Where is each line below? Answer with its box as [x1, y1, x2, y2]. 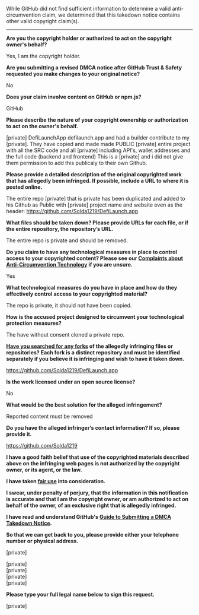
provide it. [6, 430, 32, 438]
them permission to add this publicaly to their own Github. [6, 160, 147, 166]
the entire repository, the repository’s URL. [6, 226, 114, 232]
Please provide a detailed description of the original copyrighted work [6, 171, 182, 177]
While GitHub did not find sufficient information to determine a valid [6, 5, 171, 12]
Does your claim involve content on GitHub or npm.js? [6, 93, 142, 100]
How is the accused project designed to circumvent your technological [6, 313, 184, 320]
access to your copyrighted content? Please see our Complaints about [6, 255, 184, 262]
